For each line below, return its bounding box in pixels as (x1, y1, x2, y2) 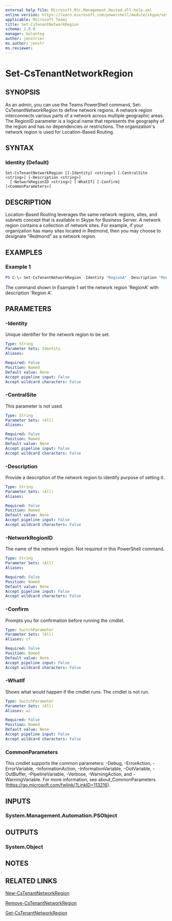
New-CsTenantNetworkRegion (5, 890, 70, 896)
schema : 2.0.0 (5, 27, 36, 32)
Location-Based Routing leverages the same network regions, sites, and (5, 211, 158, 218)
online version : (5, 12, 40, 17)
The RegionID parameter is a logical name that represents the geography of (5, 118, 165, 124)
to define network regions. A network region (58, 107, 153, 113)
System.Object (5, 843, 44, 850)
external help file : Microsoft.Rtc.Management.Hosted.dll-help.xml (5, 7, 153, 13)
